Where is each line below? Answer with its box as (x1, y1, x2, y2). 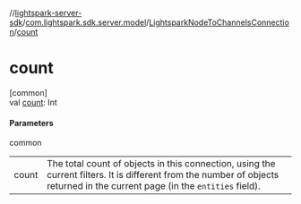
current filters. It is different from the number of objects (46, 169, 279, 182)
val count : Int (9, 97, 58, 107)
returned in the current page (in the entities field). (46, 180, 262, 192)
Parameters (9, 117, 54, 128)
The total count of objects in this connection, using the (46, 157, 276, 170)
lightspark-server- (14, 8, 82, 18)
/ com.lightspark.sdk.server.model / (21, 17, 150, 28)
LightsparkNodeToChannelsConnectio (149, 17, 289, 28)
